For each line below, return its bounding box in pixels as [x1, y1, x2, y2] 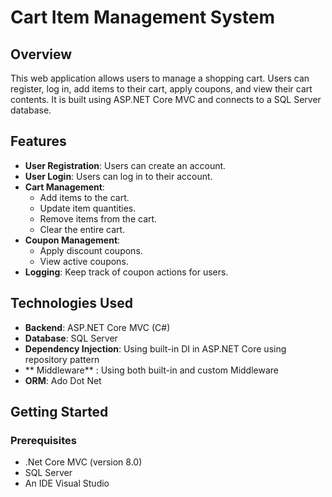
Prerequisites [10, 433, 77, 447]
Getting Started [10, 404, 109, 421]
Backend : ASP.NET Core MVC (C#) [24, 321, 171, 333]
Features [10, 133, 67, 150]
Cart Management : [24, 181, 105, 193]
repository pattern [24, 353, 100, 365]
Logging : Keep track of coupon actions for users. [24, 266, 229, 278]
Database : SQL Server [24, 332, 118, 344]
